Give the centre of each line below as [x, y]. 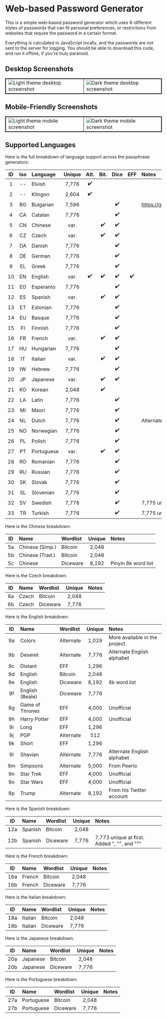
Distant [29, 666]
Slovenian [43, 493]
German [41, 256]
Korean [40, 389]
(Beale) [29, 697]
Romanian [43, 462]
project [117, 644]
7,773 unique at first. [120, 838]
